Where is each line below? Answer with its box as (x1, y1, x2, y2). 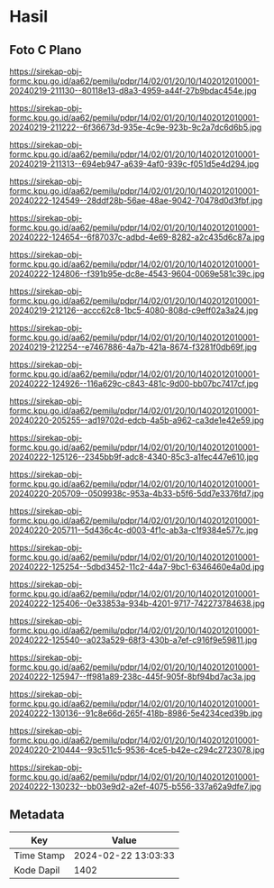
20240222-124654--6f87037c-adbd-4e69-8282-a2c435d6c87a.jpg (9, 232, 265, 243)
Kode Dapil (14, 864, 60, 876)
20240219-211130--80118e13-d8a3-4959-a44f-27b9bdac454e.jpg (9, 86, 257, 96)
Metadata (9, 807, 65, 822)
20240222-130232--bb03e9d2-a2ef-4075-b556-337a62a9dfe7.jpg (9, 782, 261, 792)
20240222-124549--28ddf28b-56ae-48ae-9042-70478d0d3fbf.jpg (9, 196, 263, 206)
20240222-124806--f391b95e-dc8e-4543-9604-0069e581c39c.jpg (9, 269, 265, 279)
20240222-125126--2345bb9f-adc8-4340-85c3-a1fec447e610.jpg (9, 452, 259, 462)
